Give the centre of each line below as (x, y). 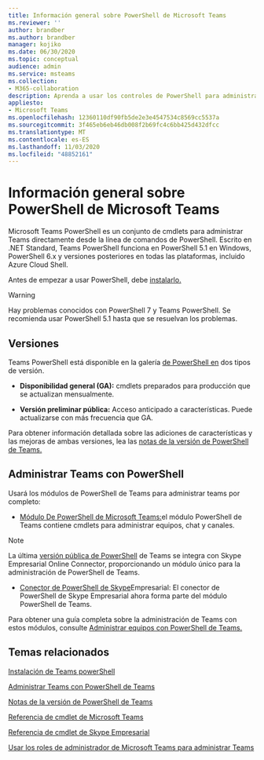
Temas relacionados (59, 652)
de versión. (26, 371)
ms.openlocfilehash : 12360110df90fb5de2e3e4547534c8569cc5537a (114, 118)
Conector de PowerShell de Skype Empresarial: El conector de (119, 587)
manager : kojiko (35, 45)
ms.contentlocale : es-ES (49, 139)
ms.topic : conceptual (44, 60)
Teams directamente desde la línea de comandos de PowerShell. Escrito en (130, 239)
